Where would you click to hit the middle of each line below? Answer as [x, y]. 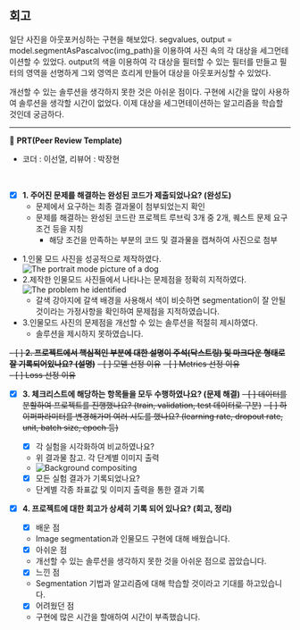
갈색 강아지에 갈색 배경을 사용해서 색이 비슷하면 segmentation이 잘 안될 [161, 300]
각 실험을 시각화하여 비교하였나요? [95, 446]
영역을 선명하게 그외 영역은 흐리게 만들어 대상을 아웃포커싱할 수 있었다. [148, 72]
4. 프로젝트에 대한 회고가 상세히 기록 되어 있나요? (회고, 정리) [127, 508]
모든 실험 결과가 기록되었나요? [87, 478]
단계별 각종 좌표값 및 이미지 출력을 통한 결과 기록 [120, 490]
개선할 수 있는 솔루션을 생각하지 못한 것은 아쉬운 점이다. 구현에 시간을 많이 [137, 91]
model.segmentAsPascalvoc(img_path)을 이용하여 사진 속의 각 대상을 [133, 50]
